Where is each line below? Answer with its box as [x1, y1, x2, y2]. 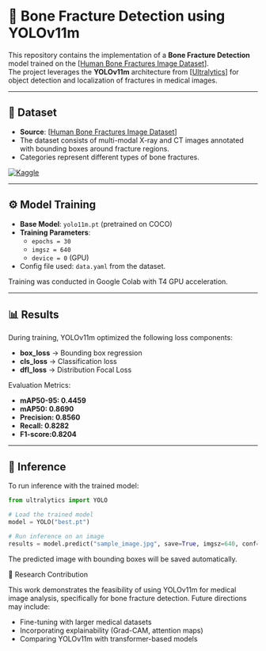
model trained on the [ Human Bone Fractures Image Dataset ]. [8, 59, 210, 68]
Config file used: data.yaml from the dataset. [19, 261, 166, 270]
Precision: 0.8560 [19, 412, 81, 423]
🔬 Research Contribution [8, 569, 89, 579]
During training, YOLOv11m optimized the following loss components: [8, 333, 234, 343]
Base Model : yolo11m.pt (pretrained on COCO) [19, 219, 173, 228]
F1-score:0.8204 [19, 430, 77, 439]
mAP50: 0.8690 [19, 404, 74, 414]
